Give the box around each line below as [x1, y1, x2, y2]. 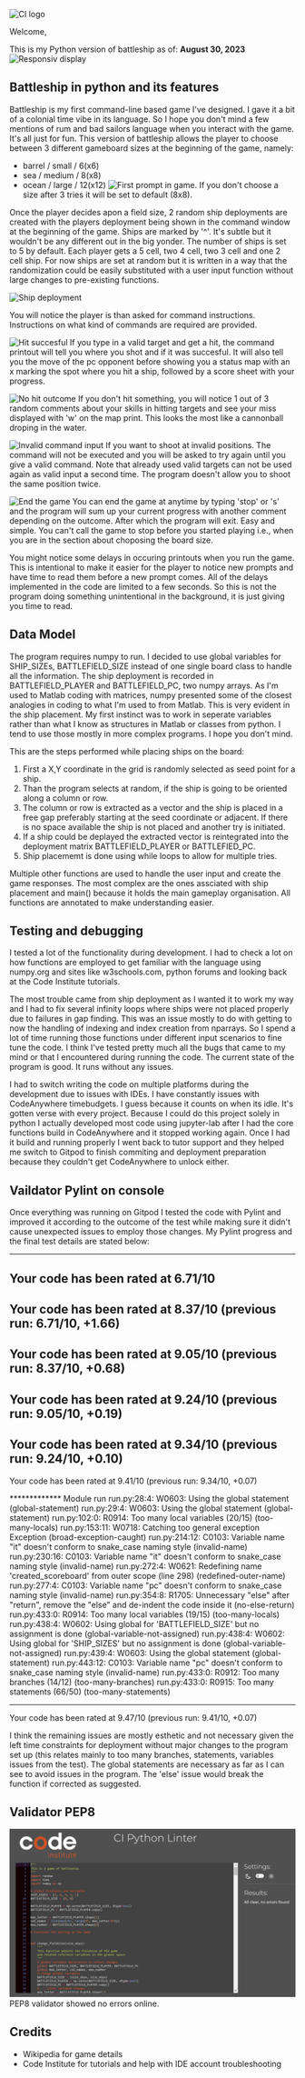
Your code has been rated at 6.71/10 [9, 1271, 216, 1286]
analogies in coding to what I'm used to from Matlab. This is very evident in [9, 699, 290, 710]
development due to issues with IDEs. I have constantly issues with [9, 1089, 261, 1100]
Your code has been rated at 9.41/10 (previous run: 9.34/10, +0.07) [9, 1475, 258, 1486]
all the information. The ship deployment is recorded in [9, 670, 214, 681]
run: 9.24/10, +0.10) [9, 1451, 123, 1467]
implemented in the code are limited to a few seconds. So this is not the [9, 581, 277, 592]
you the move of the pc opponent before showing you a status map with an [9, 355, 290, 367]
